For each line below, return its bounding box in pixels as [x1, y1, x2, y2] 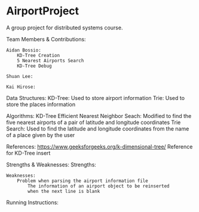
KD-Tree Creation [17, 52, 60, 58]
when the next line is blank [27, 188, 100, 194]
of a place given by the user [6, 131, 75, 138]
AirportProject [6, 4, 79, 18]
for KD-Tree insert [6, 149, 51, 156]
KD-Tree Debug [17, 63, 52, 69]
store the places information [6, 101, 76, 108]
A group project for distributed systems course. [6, 24, 123, 31]
